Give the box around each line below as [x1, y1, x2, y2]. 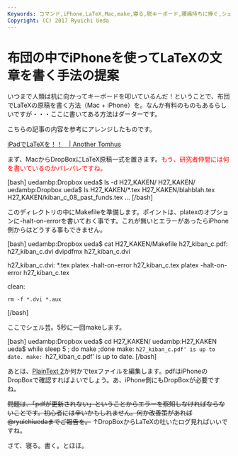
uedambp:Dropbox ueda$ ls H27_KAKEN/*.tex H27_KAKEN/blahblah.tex [7, 186, 215, 194]
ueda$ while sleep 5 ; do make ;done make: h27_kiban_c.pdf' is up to [7, 345, 216, 353]
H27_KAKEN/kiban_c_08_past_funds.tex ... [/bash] [7, 193, 154, 202]
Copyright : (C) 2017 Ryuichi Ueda [7, 17, 110, 24]
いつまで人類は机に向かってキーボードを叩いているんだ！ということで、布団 [7, 92, 230, 101]
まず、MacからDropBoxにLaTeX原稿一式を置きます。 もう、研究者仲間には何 [7, 155, 229, 164]
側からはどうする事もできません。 [7, 226, 107, 234]
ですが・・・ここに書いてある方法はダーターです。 [13, 110, 161, 118]
